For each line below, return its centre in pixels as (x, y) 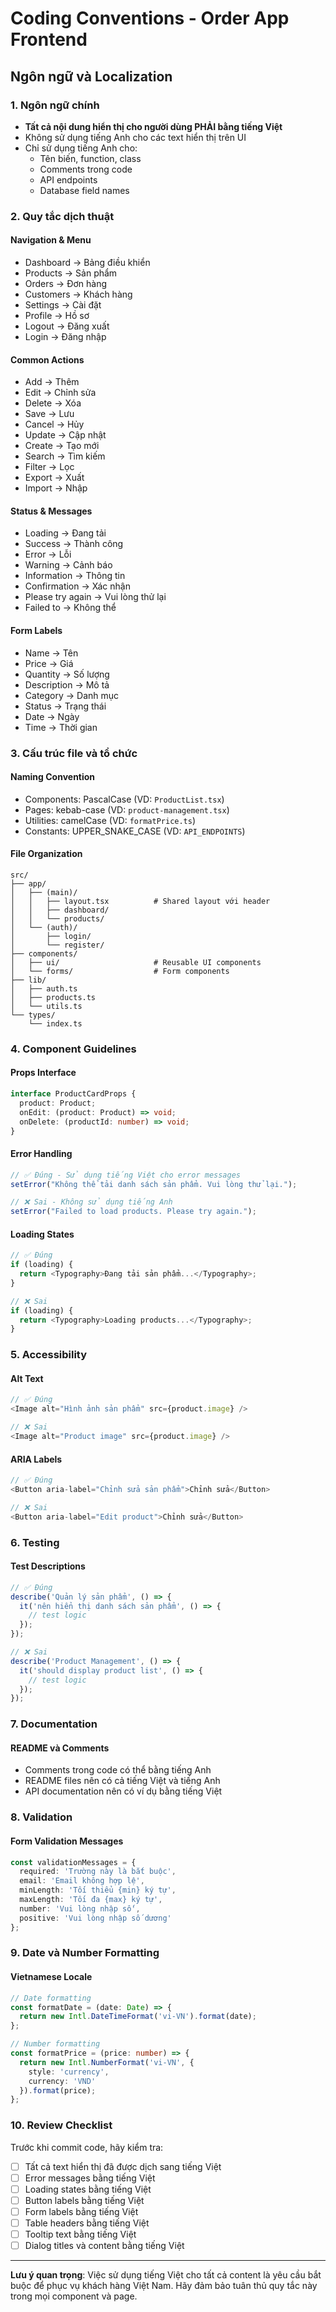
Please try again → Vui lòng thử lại (95, 597)
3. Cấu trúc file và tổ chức (74, 753)
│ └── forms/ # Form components (120, 971)
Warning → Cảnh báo (68, 565)
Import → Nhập (56, 488)
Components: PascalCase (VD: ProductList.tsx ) (124, 799)
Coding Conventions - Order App (150, 18)
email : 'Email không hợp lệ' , (82, 1881)
